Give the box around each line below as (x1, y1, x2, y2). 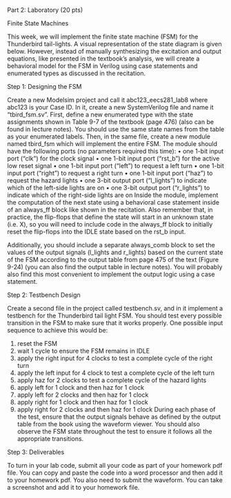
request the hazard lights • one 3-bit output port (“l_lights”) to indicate (7, 176, 207, 185)
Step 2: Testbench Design (7, 291, 81, 299)
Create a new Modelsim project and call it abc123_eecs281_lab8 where (7, 96, 208, 104)
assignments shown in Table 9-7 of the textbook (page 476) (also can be (7, 118, 214, 126)
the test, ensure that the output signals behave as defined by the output (17, 413, 221, 421)
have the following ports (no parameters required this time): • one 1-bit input (7, 147, 224, 155)
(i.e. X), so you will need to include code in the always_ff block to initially (7, 220, 213, 228)
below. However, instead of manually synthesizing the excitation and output (7, 48, 222, 55)
